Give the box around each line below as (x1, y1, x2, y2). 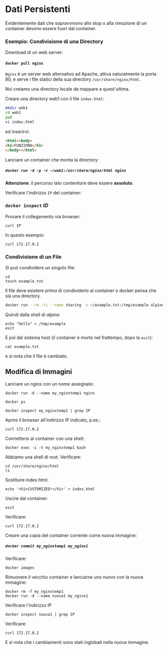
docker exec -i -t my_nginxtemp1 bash (5, 445, 86, 450)
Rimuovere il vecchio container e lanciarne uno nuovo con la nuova (5, 574, 143, 580)
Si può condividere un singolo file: (5, 265, 75, 271)
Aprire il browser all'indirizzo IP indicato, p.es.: (5, 417, 101, 423)
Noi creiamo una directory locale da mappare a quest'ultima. (5, 86, 130, 92)
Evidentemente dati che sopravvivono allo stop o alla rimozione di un (5, 20, 147, 26)
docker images (5, 565, 35, 570)
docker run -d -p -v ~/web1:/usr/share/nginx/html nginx (5, 168, 126, 174)
